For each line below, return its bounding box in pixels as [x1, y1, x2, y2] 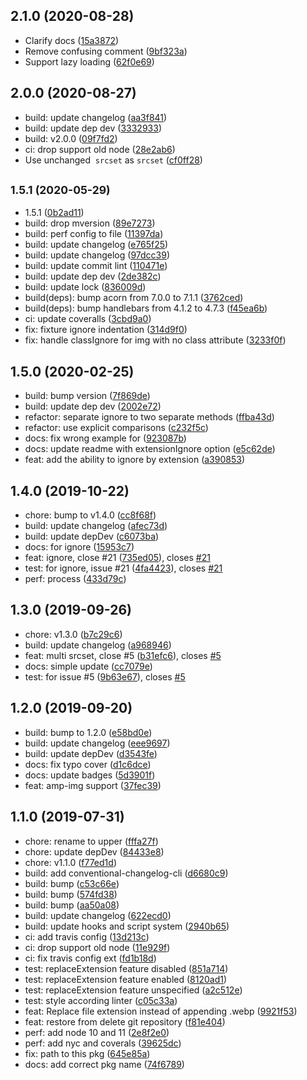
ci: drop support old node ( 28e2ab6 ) [24, 143, 176, 155]
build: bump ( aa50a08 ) [24, 899, 120, 911]
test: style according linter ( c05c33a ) [24, 994, 178, 1006]
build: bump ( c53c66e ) [24, 877, 120, 889]
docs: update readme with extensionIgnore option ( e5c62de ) [24, 443, 276, 455]
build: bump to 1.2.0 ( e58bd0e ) [24, 726, 153, 738]
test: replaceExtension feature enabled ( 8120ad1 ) [24, 973, 228, 985]
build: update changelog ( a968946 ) [24, 639, 172, 651]
